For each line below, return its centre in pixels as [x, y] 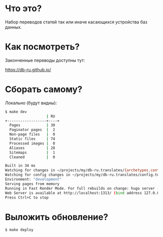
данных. [13, 27]
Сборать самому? [44, 89]
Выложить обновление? [57, 217]
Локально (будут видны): [31, 103]
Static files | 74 [32, 139]
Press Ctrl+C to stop [27, 198]
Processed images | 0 [32, 143]
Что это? [24, 9]
